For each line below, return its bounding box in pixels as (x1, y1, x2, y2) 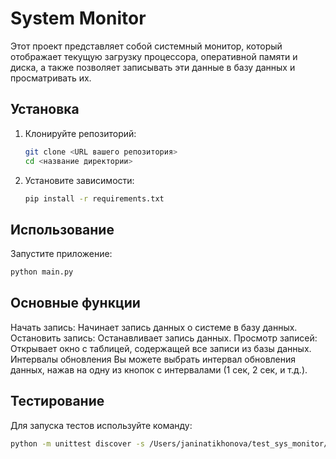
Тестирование (10, 393, 105, 410)
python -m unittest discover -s (10, 438, 145, 449)
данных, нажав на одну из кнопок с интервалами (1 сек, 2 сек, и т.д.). (10, 363, 308, 376)
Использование (10, 221, 115, 238)
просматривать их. (10, 72, 92, 84)
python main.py (10, 267, 74, 277)
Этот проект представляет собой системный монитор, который (10, 40, 283, 52)
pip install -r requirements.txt (24, 193, 165, 204)
